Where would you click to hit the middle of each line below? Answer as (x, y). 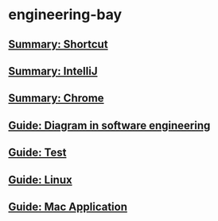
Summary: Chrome (56, 99)
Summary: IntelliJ (53, 71)
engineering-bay (65, 15)
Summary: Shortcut (58, 44)
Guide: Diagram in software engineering (109, 125)
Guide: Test (37, 153)
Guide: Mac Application (68, 206)
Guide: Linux (41, 180)
